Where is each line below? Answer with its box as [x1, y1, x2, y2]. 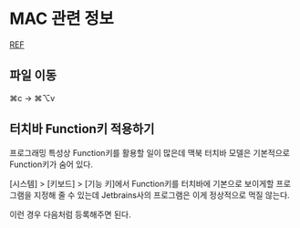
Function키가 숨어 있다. [9, 159, 94, 170]
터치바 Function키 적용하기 [9, 121, 155, 137]
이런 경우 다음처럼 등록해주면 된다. [9, 209, 131, 220]
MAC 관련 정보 [9, 8, 114, 29]
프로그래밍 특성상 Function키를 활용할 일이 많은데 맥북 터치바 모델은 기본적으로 [9, 147, 290, 158]
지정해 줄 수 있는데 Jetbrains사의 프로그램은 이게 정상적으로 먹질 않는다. [33, 189, 290, 201]
